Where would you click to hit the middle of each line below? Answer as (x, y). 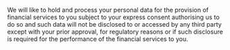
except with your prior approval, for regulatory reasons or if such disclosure (115, 32)
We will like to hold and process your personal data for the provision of (108, 10)
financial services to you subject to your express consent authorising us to (114, 17)
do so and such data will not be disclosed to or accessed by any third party (114, 24)
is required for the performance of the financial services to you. (98, 39)
